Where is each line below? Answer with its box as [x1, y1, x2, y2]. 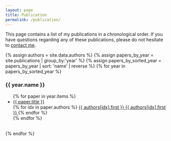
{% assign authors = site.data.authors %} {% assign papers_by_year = [5, 52, 154, 58]
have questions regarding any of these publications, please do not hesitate [5, 37, 163, 43]
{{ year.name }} [5, 81, 45, 89]
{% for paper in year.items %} [12, 93, 76, 99]
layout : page [5, 7, 33, 13]
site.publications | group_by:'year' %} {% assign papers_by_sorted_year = [5, 58, 162, 64]
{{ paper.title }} [12, 98, 45, 104]
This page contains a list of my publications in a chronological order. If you [5, 31, 163, 38]
